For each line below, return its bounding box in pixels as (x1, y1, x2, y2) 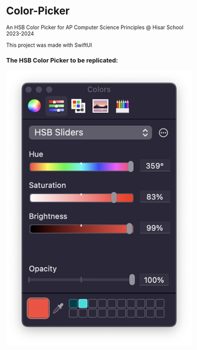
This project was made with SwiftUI (6, 41, 93, 48)
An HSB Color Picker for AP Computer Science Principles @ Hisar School (6, 24, 184, 31)
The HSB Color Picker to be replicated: (6, 56, 119, 64)
